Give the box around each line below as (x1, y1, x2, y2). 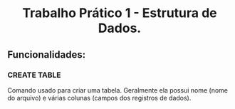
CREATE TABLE (7, 70, 61, 80)
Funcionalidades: (7, 48, 86, 61)
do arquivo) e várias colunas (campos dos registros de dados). (7, 93, 192, 102)
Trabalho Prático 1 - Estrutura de (22, 5, 217, 21)
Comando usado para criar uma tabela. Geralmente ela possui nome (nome (7, 85, 228, 94)
